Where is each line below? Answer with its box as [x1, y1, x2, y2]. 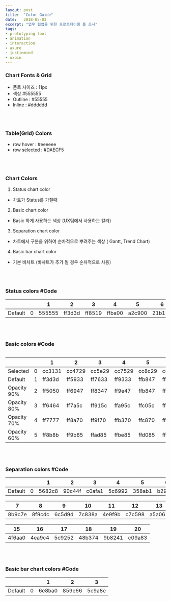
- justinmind [5, 50, 33, 55]
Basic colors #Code [5, 341, 55, 348]
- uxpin [5, 55, 22, 60]
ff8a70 [66, 417, 83, 424]
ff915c [91, 402, 107, 409]
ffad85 [91, 431, 107, 438]
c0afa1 [86, 488, 103, 495]
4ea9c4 [30, 534, 49, 541]
